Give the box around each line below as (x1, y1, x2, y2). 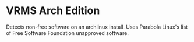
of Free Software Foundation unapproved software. (6, 29, 129, 36)
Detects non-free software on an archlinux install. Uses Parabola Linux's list (6, 23, 188, 30)
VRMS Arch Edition (6, 4, 100, 17)
